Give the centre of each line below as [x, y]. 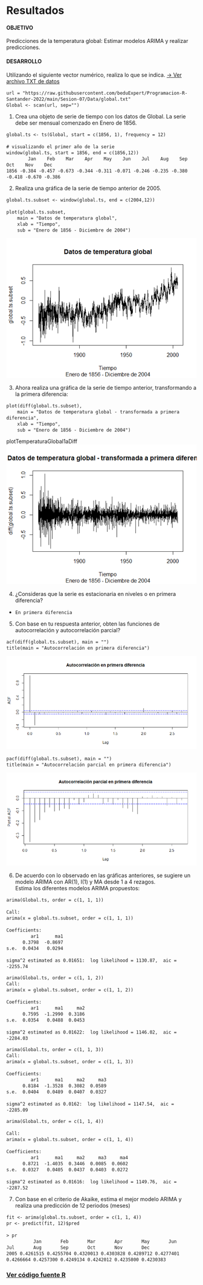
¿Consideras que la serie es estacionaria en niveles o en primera [95, 594]
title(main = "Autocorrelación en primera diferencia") [78, 648]
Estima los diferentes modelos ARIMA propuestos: [77, 888]
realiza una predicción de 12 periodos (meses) [73, 1206]
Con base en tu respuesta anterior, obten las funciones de [87, 624]
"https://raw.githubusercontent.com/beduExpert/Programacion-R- [105, 93]
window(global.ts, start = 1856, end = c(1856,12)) [72, 153]
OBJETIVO [20, 27]
